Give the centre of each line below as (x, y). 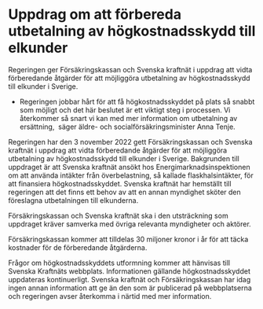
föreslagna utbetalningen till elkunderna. (73, 200)
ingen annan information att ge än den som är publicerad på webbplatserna (130, 288)
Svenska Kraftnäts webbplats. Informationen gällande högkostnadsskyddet (130, 271)
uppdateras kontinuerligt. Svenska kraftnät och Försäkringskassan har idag (130, 279)
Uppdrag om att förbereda (95, 15)
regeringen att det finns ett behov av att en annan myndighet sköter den (124, 192)
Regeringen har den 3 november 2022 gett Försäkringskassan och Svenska (130, 142)
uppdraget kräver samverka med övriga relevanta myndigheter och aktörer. (130, 224)
